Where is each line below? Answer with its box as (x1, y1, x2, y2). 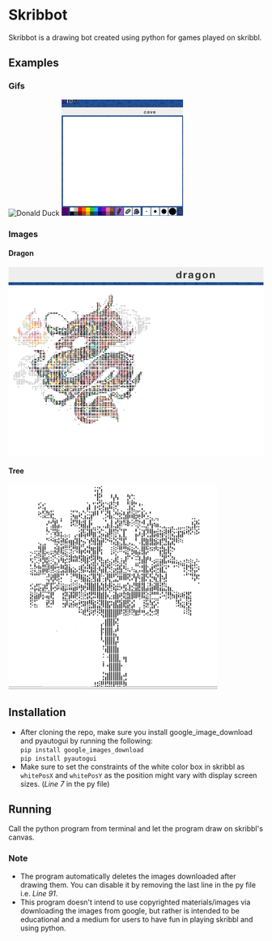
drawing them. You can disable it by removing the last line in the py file (19, 879, 257, 890)
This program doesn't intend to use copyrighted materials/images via (19, 897, 251, 907)
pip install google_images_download (19, 745, 144, 754)
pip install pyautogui (19, 754, 97, 762)
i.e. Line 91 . (19, 888, 58, 898)
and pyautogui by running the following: (19, 736, 153, 745)
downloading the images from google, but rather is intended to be (19, 905, 240, 915)
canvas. (8, 832, 35, 842)
